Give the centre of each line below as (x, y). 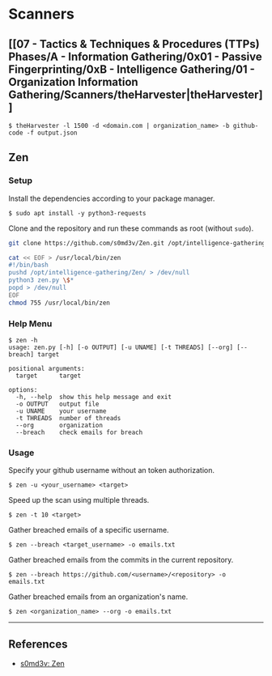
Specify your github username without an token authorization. (112, 470)
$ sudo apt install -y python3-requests (78, 213)
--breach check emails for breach (79, 432)
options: (23, 389)
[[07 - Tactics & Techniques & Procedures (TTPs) (134, 44)
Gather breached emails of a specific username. (89, 530)
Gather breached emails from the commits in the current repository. (121, 560)
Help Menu (30, 323)
